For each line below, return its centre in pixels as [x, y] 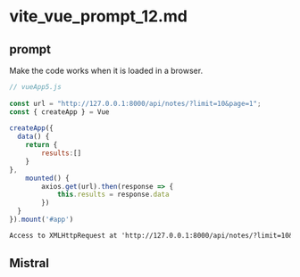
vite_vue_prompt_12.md [98, 16]
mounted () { [47, 178]
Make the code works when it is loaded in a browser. [106, 70]
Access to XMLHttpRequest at [63, 235]
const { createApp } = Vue [59, 112]
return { [42, 145]
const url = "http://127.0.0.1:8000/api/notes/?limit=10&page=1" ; [135, 103]
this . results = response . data [113, 195]
